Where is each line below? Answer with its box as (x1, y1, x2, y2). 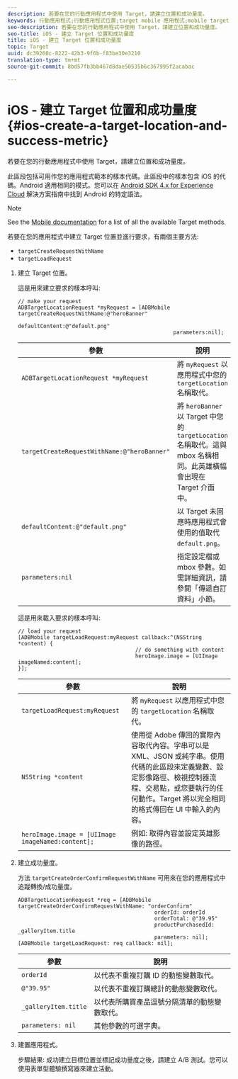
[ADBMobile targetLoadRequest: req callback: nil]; (17, 939, 174, 947)
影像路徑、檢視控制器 (137, 772, 210, 782)
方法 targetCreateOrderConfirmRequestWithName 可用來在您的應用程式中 (17, 873, 226, 882)
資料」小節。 (176, 594, 220, 604)
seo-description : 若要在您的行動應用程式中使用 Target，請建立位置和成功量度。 (7, 23, 221, 30)
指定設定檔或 (176, 551, 220, 561)
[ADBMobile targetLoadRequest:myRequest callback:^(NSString (17, 633, 203, 641)
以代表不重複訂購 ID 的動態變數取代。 (93, 970, 218, 980)
